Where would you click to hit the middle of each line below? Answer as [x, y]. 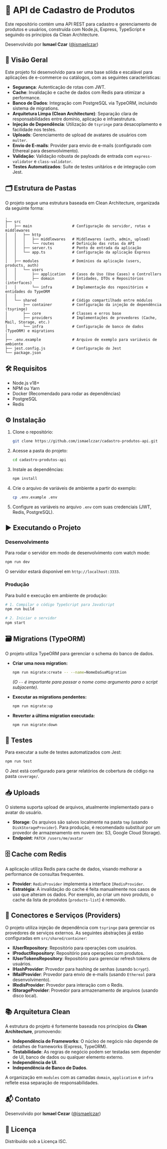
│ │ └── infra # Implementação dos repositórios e [77, 287]
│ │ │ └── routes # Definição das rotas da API [70, 243]
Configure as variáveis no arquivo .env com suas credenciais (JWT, [82, 507]
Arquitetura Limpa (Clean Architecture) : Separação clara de [75, 113]
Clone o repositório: [33, 432]
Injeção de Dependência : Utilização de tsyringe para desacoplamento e [87, 124]
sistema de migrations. [36, 108]
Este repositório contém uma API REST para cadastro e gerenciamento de [81, 24]
